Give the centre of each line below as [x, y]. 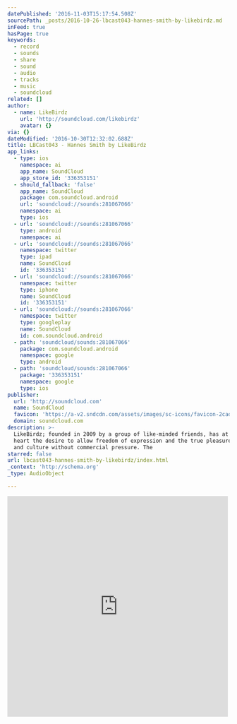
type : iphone [39, 290]
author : [19, 106]
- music [25, 86]
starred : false [30, 454]
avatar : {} [36, 125]
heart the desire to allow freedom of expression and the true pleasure [123, 441]
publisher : [23, 395]
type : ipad [36, 257]
